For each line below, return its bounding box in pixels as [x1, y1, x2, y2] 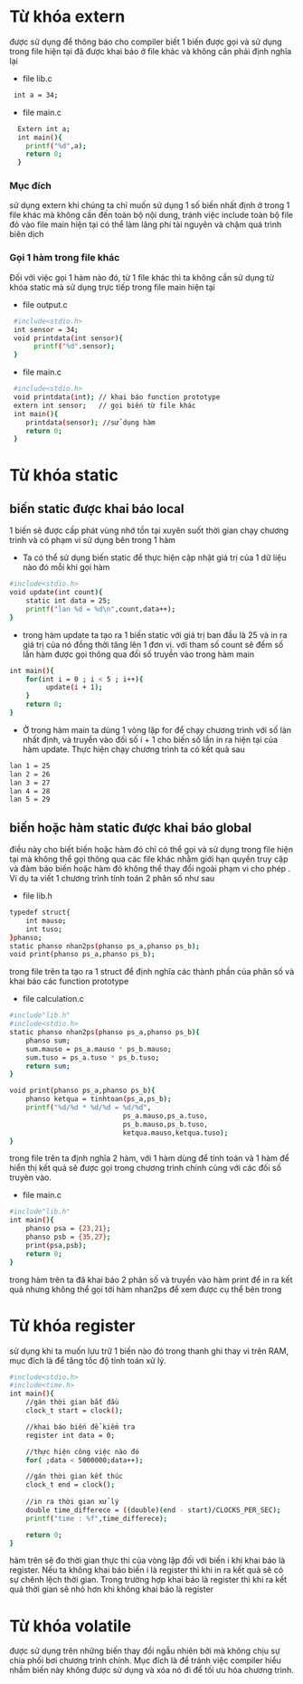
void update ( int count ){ [9, 588, 103, 597]
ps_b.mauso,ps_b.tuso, [122, 1119, 208, 1128]
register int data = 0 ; [25, 1431, 116, 1440]
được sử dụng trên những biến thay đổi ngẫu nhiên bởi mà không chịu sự [9, 1645, 280, 1657]
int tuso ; [25, 925, 63, 934]
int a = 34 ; [13, 90, 59, 100]
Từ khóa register [9, 1315, 136, 1336]
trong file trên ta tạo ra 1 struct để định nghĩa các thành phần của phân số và [9, 966, 295, 977]
